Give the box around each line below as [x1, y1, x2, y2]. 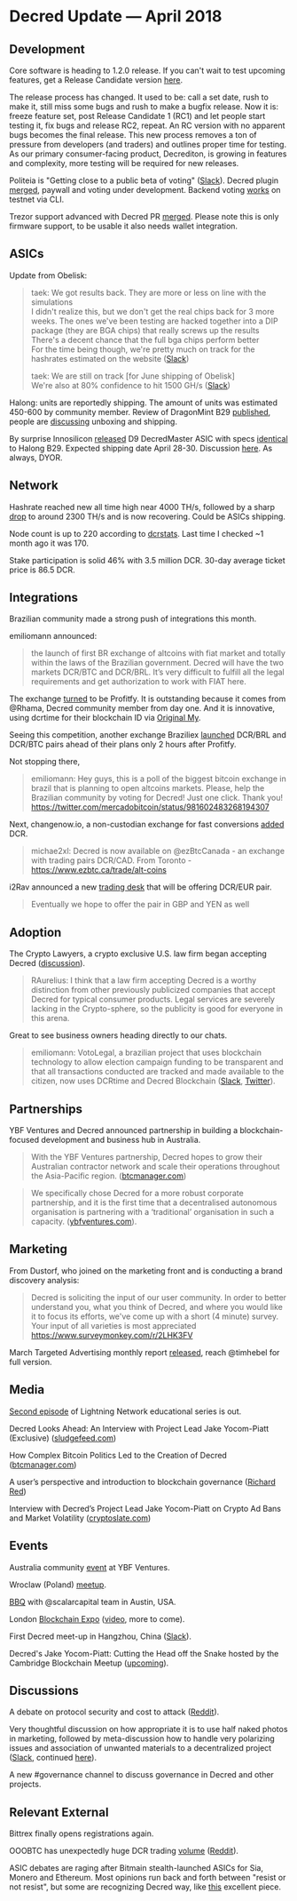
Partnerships [9, 1101, 82, 1116]
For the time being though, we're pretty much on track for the [30, 344, 255, 355]
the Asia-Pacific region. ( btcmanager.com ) [30, 1170, 187, 1181]
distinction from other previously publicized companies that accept [30, 985, 277, 995]
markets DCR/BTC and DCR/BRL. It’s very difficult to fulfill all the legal [30, 667, 285, 677]
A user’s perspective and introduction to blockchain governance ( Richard [9, 1476, 277, 1487]
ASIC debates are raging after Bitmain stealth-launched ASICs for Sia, [9, 1863, 264, 1873]
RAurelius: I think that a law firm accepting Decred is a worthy [30, 975, 257, 986]
